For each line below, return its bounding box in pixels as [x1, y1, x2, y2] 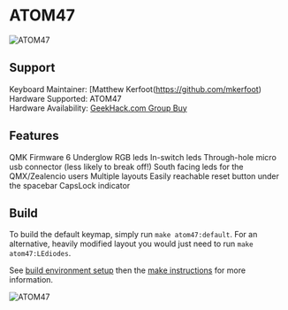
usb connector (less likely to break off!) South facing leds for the [9, 161, 245, 172]
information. [9, 275, 54, 285]
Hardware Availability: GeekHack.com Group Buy [9, 103, 187, 113]
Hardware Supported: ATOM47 [9, 93, 122, 104]
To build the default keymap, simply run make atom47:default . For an [9, 229, 258, 240]
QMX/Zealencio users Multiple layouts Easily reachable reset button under [9, 170, 280, 182]
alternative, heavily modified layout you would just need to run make [9, 238, 254, 249]
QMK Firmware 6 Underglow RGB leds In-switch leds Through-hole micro [9, 151, 277, 162]
